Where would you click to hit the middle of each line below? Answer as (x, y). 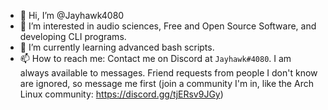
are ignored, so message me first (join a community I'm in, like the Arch (166, 83)
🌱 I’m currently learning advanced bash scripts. (117, 47)
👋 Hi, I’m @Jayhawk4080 (72, 15)
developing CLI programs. (73, 36)
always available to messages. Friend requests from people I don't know (168, 73)
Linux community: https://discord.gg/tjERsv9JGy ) (121, 94)
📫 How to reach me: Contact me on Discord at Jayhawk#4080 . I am (155, 58)
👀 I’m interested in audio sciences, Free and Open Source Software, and (168, 26)
